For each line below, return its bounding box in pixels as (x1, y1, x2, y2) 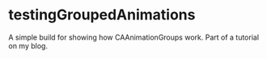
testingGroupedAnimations (8, 6, 196, 24)
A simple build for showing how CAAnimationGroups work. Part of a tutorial (8, 32, 260, 42)
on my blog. (8, 40, 49, 50)
